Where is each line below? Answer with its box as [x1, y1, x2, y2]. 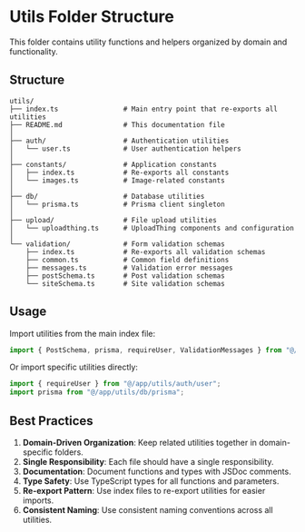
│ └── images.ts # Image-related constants [9, 175, 225, 185]
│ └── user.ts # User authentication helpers [9, 143, 242, 153]
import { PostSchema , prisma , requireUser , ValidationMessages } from [9, 345, 282, 355]
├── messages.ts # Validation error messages [25, 263, 233, 272]
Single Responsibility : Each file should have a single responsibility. [22, 457, 274, 467]
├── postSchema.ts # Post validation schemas [25, 271, 225, 281]
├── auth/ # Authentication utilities [9, 136, 230, 145]
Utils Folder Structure [9, 6, 174, 27]
